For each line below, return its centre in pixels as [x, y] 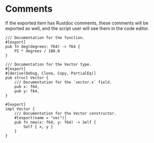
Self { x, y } [38, 127]
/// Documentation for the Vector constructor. [65, 113]
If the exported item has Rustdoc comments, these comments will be [77, 23]
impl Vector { [20, 109]
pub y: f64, [27, 91]
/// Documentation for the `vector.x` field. [63, 82]
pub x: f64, [27, 87]
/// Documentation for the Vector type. [49, 64]
